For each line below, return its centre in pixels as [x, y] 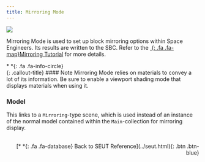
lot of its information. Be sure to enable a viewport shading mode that [94, 79]
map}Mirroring [25, 54]
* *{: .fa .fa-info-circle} [35, 66]
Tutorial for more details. [75, 54]
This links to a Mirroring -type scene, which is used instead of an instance [100, 115]
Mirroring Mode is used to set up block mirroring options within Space [95, 41]
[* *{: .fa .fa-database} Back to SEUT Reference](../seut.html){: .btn [101, 146]
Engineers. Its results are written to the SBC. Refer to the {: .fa [85, 47]
